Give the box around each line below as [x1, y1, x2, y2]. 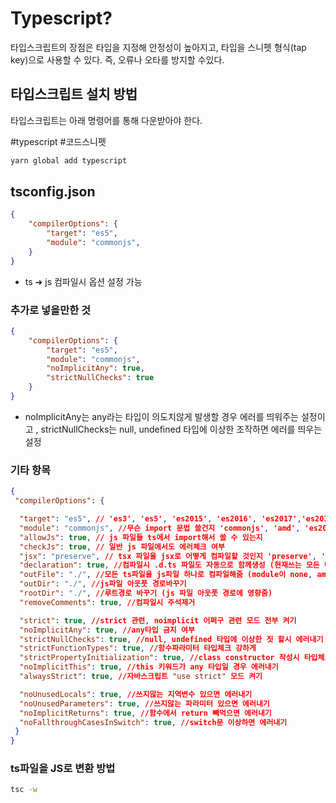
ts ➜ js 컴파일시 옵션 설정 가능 [24, 275, 143, 287]
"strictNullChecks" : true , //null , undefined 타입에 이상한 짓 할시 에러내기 [19, 634, 324, 644]
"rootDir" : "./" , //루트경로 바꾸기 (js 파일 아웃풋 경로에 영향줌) [19, 588, 273, 599]
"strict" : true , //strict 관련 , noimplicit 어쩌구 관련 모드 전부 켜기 [19, 615, 297, 626]
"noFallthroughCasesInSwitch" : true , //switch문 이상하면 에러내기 [19, 717, 288, 727]
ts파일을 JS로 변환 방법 [10, 762, 116, 776]
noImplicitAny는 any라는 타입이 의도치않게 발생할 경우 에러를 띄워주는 [24, 410, 299, 422]
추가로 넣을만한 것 [10, 303, 92, 317]
